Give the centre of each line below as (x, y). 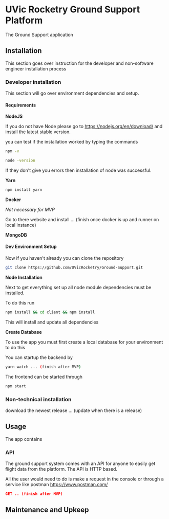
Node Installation (24, 277)
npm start (16, 386)
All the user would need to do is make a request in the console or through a (84, 479)
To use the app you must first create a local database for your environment (84, 342)
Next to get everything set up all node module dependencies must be (78, 287)
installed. (15, 293)
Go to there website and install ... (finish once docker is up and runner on (82, 219)
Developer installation (33, 82)
